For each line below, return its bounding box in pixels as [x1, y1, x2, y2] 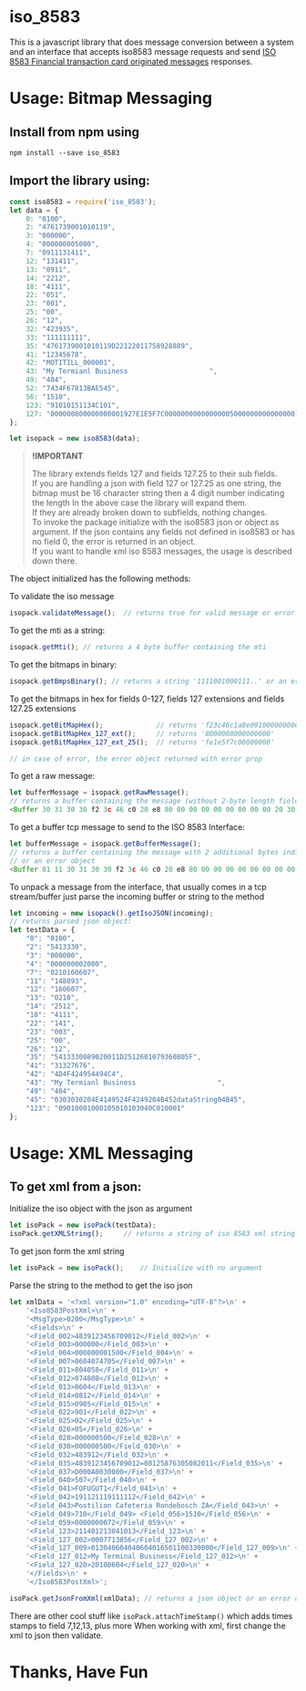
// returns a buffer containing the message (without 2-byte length [9, 796, 275, 806]
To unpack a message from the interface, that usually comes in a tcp [9, 881, 267, 892]
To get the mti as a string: [9, 625, 106, 636]
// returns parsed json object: [9, 917, 132, 927]
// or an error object [9, 856, 96, 866]
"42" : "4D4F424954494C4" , [25, 1070, 125, 1079]
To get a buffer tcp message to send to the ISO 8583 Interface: [9, 822, 246, 832]
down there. [31, 555, 77, 566]
